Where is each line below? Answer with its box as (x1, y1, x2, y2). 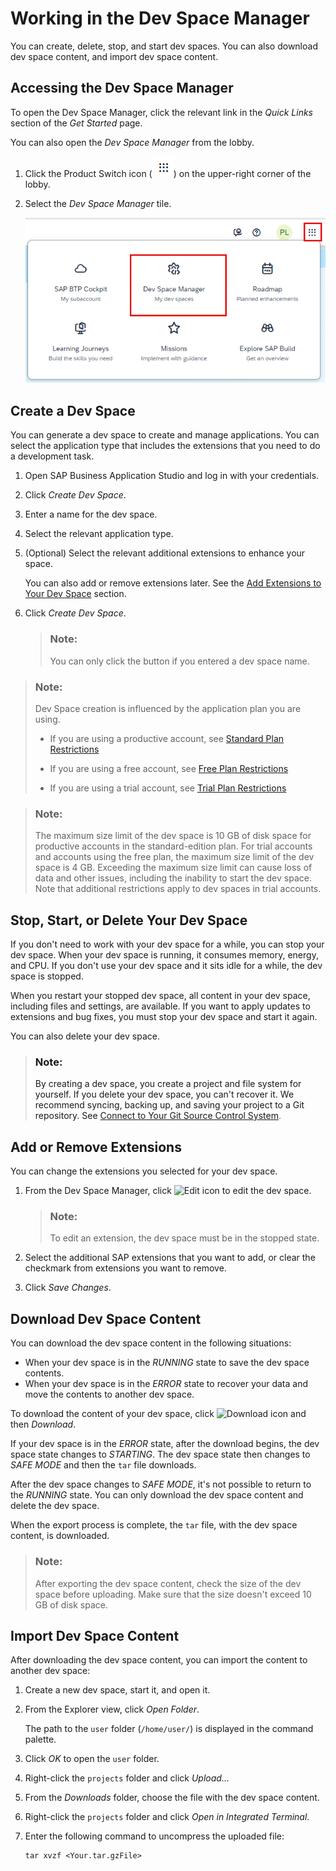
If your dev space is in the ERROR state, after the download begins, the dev (10, 1438, 320, 1450)
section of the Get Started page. (10, 117, 143, 129)
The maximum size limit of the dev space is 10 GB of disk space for (34, 830, 312, 842)
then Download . (10, 1418, 77, 1431)
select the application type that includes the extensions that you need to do (10, 440, 321, 452)
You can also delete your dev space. (10, 1030, 160, 1042)
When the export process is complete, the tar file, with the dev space (10, 1519, 298, 1531)
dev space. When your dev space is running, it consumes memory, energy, (10, 949, 319, 961)
